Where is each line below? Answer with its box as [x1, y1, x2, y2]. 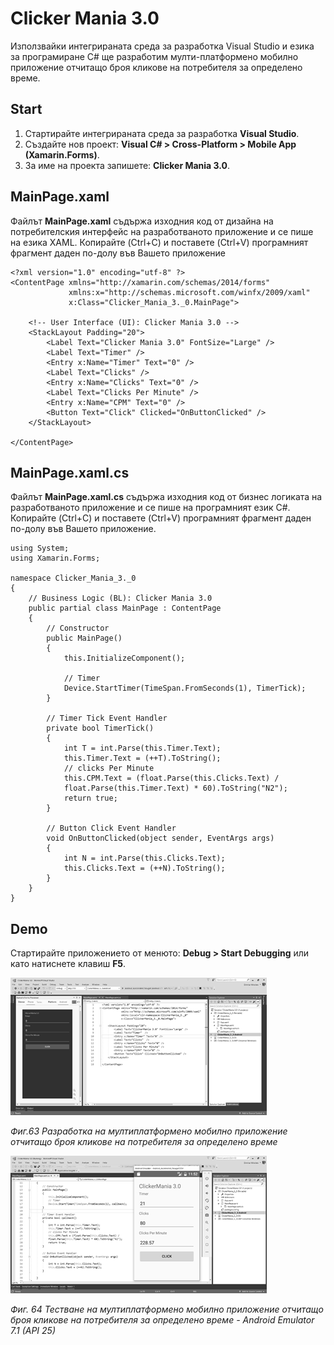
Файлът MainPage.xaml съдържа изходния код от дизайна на [10, 215, 274, 227]
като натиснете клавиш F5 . [10, 958, 127, 970]
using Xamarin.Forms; [10, 553, 101, 564]
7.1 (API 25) [10, 1325, 56, 1337]
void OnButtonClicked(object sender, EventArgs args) [46, 833, 275, 844]
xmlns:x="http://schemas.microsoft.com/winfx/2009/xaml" [68, 287, 311, 297]
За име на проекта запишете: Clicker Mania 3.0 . [24, 159, 231, 171]
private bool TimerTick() [46, 723, 155, 734]
